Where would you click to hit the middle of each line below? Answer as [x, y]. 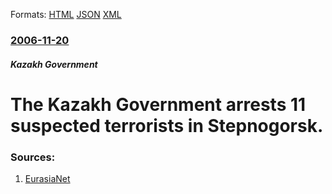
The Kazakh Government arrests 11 [158, 104]
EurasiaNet [47, 178]
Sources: [33, 157]
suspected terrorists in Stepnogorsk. [167, 125]
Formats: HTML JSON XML [66, 14]
